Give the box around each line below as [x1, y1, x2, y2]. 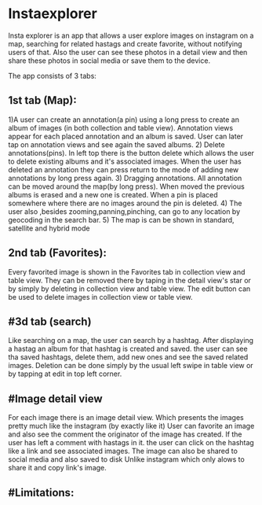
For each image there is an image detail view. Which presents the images [8, 413, 245, 422]
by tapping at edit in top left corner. [8, 369, 122, 378]
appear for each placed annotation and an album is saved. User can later [8, 131, 244, 141]
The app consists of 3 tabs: [8, 71, 96, 80]
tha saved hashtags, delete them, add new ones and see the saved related [8, 352, 249, 362]
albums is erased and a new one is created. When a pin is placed [8, 190, 218, 199]
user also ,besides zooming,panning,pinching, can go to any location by [8, 206, 241, 216]
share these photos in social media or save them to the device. [8, 56, 210, 65]
